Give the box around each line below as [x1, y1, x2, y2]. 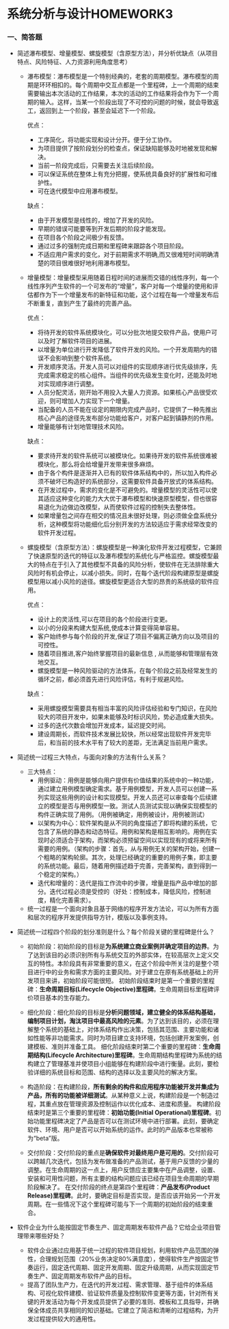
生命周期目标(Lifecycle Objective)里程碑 [39, 985, 154, 993]
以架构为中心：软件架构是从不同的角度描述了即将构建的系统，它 [37, 819, 217, 828]
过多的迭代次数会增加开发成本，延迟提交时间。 [37, 721, 170, 730]
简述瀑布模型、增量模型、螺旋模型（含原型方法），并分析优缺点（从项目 [16, 49, 218, 58]
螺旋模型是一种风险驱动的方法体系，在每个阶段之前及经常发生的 [37, 667, 217, 675]
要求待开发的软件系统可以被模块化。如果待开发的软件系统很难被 [37, 451, 217, 460]
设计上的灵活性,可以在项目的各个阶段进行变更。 [37, 615, 172, 623]
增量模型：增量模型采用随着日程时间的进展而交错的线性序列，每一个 [27, 273, 219, 282]
